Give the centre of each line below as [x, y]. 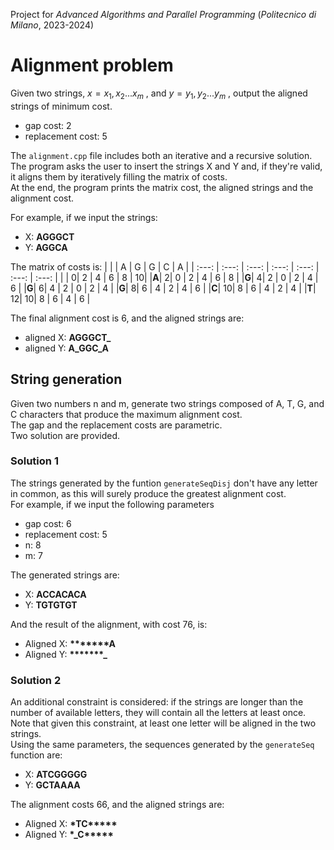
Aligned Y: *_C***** [69, 835]
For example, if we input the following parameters [112, 504]
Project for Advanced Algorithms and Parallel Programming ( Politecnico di [163, 14]
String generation [66, 379]
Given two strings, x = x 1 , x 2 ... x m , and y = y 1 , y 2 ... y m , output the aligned [159, 94]
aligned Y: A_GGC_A [67, 348]
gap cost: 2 [48, 125]
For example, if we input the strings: [84, 217]
